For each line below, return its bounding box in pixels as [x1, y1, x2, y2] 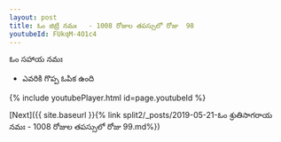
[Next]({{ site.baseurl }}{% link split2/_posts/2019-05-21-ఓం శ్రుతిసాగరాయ [9, 110, 273, 121]
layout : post [9, 12, 58, 22]
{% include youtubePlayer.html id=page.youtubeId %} [9, 92, 207, 103]
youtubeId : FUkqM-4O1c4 [9, 29, 98, 38]
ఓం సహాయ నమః [9, 54, 64, 65]
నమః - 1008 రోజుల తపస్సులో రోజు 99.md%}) [9, 122, 161, 132]
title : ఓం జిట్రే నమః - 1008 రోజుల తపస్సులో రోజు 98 [9, 21, 195, 30]
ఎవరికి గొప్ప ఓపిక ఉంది [21, 73, 95, 84]
